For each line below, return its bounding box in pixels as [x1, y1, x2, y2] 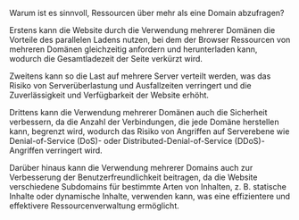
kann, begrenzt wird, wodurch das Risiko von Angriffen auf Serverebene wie [9, 126, 290, 137]
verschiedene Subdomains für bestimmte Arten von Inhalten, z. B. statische [9, 182, 287, 191]
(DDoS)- [234, 136, 265, 146]
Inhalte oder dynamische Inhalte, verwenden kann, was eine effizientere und [9, 191, 291, 201]
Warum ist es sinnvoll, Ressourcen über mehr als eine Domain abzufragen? [9, 8, 285, 18]
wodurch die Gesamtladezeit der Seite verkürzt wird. [9, 54, 203, 63]
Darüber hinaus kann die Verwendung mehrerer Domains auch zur [9, 163, 253, 173]
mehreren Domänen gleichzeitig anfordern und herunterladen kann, [9, 44, 258, 55]
